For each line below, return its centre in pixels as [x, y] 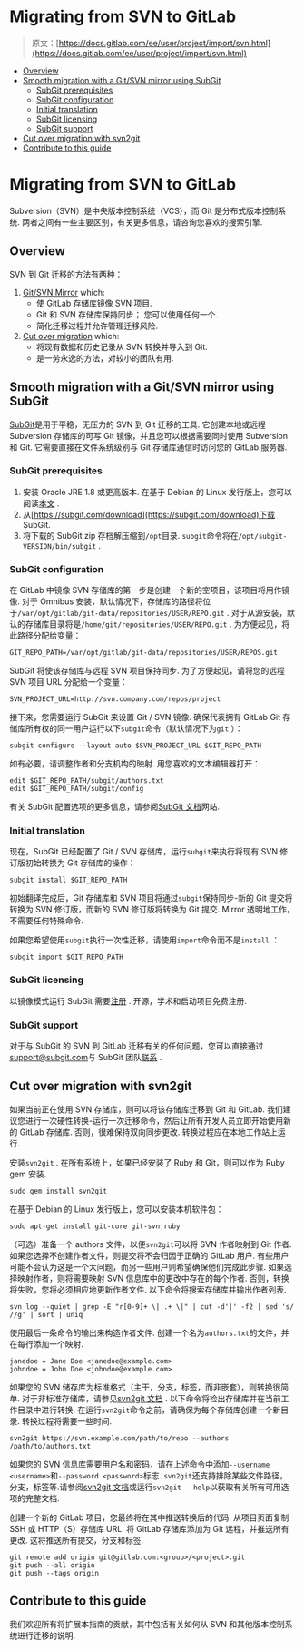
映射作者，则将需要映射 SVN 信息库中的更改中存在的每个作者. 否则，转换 [153, 1278]
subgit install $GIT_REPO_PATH [69, 880]
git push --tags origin [54, 1573]
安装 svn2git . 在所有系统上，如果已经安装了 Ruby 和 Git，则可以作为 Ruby [147, 1162]
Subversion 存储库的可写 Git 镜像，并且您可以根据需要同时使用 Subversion [149, 435]
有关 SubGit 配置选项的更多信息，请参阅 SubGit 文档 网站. [115, 807]
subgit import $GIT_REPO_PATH [67, 957]
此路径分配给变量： [45, 636]
